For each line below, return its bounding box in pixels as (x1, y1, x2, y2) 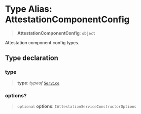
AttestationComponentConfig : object (17, 30, 96, 36)
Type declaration (5, 54, 58, 62)
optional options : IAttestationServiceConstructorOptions (17, 103, 137, 109)
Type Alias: (5, 3, 53, 15)
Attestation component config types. (5, 39, 80, 45)
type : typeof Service (17, 80, 60, 85)
